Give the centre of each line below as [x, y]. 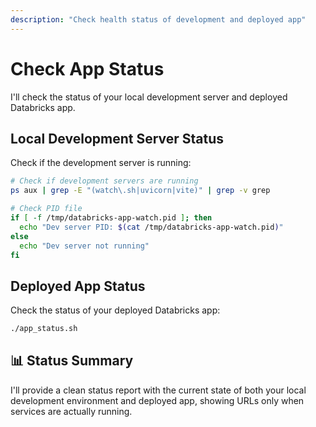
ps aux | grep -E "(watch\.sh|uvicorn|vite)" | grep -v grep [140, 191]
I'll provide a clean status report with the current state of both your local [158, 390]
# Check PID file [46, 209]
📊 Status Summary [72, 361]
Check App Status [87, 68]
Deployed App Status [78, 286]
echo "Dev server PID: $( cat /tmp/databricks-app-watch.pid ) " [151, 227]
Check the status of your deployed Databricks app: [115, 310]
